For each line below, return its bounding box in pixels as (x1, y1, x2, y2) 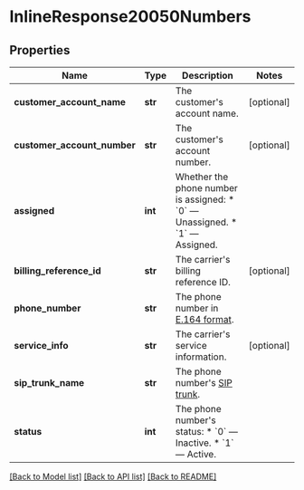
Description (182, 70, 233, 82)
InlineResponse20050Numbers (9, 6, 252, 27)
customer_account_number (14, 139, 136, 151)
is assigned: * (175, 193, 235, 206)
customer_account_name (14, 96, 127, 108)
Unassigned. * (175, 216, 238, 228)
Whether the (175, 170, 229, 183)
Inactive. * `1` (175, 437, 234, 449)
